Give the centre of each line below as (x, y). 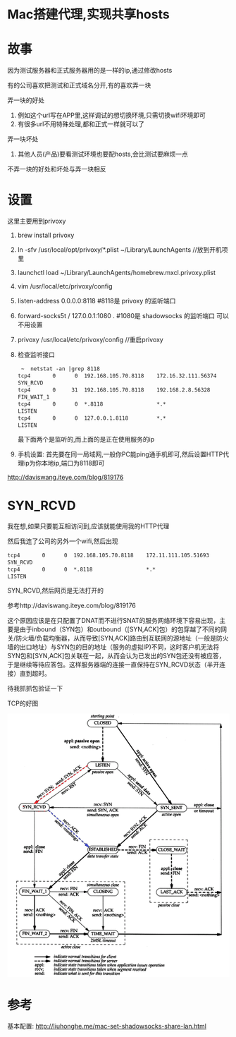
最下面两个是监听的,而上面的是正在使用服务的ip (86, 439)
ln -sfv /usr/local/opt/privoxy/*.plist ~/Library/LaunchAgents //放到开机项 (123, 250)
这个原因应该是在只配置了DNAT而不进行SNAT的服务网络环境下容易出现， (113, 620)
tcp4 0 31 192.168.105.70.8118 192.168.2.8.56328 (114, 390)
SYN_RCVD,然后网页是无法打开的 (56, 590)
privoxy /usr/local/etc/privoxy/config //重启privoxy (90, 340)
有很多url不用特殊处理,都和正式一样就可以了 (81, 124)
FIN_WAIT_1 (33, 397)
